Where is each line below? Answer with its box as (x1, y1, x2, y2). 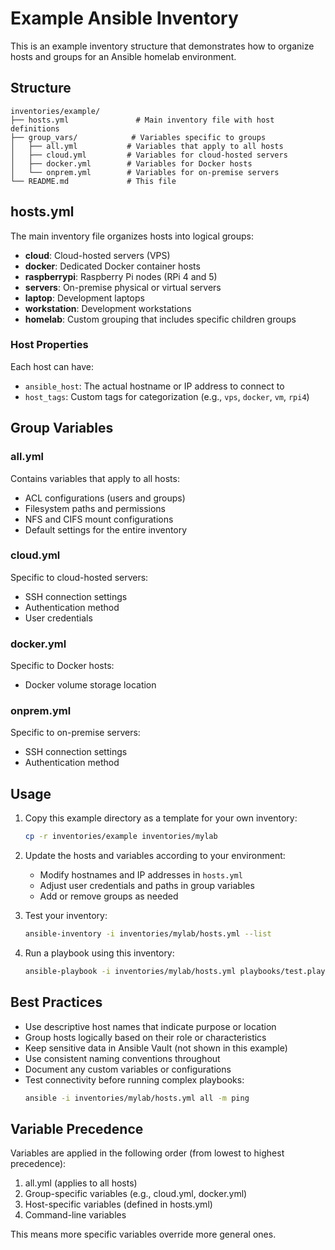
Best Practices (10, 994, 103, 1011)
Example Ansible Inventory (10, 7, 239, 30)
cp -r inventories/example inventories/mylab (24, 832, 218, 842)
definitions (10, 123, 60, 134)
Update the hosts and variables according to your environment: (24, 850, 286, 862)
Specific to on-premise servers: (10, 727, 141, 739)
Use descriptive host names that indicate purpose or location (24, 1020, 277, 1032)
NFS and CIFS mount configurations (24, 513, 174, 525)
